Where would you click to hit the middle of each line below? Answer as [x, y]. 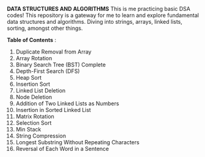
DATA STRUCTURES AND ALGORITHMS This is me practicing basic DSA [99, 9]
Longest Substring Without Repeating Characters [77, 142]
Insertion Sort [33, 84]
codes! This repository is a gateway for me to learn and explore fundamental [103, 15]
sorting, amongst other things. [45, 28]
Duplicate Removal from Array [54, 52]
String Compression [41, 136]
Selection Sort [34, 123]
